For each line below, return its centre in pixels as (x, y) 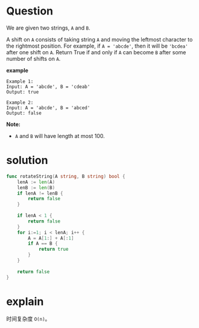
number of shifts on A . (33, 58)
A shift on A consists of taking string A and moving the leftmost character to (99, 39)
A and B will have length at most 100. (60, 136)
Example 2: (20, 102)
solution (27, 160)
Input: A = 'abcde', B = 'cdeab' (48, 87)
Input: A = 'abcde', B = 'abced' (48, 108)
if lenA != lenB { (40, 193)
